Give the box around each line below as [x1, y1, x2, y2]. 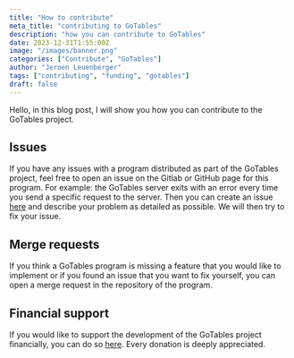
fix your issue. [9, 211, 62, 222]
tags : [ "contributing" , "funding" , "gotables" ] [9, 72, 190, 81]
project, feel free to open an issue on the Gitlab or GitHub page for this [9, 173, 269, 183]
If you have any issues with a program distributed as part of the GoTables [9, 163, 279, 175]
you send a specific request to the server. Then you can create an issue [9, 192, 273, 202]
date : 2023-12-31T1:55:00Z [9, 38, 110, 47]
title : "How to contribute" [9, 13, 114, 22]
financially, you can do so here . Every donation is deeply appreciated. [9, 339, 266, 350]
